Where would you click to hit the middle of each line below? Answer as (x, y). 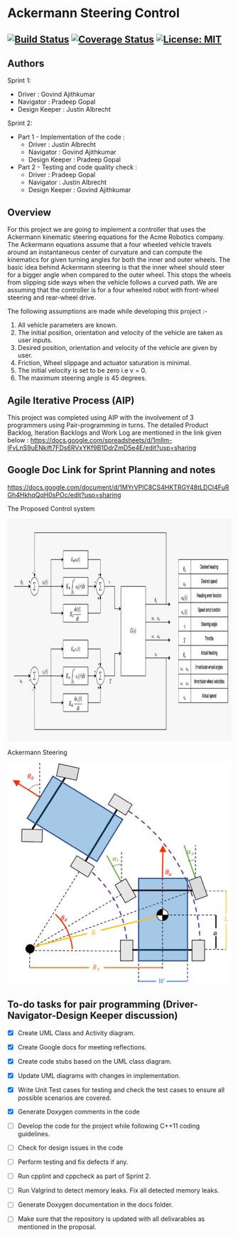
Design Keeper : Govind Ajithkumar (80, 190)
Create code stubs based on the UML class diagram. (94, 1061)
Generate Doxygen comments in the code (79, 1111)
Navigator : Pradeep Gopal (56, 102)
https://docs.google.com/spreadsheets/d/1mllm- (101, 440)
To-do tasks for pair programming (84, 1005)
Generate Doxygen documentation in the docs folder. (95, 1205)
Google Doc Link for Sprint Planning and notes (112, 470)
